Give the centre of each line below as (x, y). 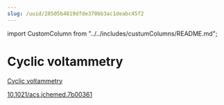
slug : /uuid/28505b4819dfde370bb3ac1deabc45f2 (76, 14)
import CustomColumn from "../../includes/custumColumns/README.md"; (112, 33)
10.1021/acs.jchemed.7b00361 (50, 94)
